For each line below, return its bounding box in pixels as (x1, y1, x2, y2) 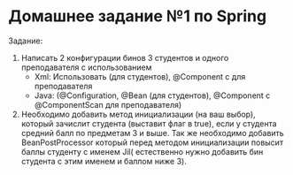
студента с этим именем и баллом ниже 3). (20, 156, 187, 166)
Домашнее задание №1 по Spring (8, 6, 267, 27)
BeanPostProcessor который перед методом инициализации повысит (20, 137, 284, 148)
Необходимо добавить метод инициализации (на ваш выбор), (20, 109, 256, 119)
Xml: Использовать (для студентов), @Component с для (34, 71, 246, 81)
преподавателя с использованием (20, 62, 152, 72)
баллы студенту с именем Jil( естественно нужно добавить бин (20, 146, 264, 156)
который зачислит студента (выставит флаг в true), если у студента (20, 118, 277, 129)
